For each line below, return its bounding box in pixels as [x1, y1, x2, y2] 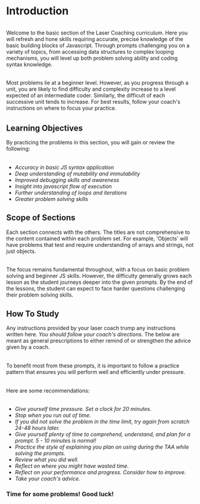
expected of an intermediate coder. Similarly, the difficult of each [6, 92, 165, 99]
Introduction [6, 4, 69, 18]
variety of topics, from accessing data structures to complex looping [6, 48, 174, 55]
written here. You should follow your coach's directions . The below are [6, 331, 180, 338]
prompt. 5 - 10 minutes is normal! [14, 437, 96, 444]
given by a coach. [6, 344, 50, 351]
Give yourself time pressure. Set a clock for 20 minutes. [14, 406, 152, 413]
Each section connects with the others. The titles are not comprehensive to [6, 228, 190, 236]
